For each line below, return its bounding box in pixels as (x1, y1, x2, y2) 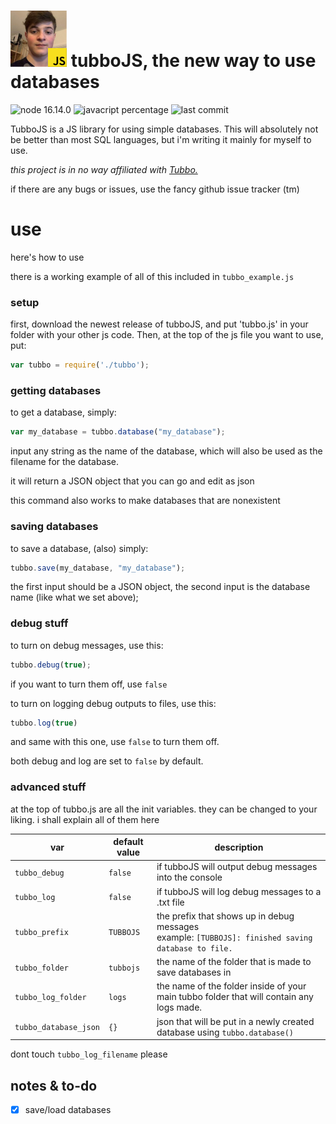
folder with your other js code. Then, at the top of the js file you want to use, (10, 329, 324, 341)
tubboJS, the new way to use (70, 50, 317, 72)
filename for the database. (10, 456, 120, 468)
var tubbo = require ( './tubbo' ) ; (10, 360, 150, 370)
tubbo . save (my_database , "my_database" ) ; (10, 563, 186, 573)
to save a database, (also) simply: (10, 542, 149, 554)
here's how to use (10, 251, 85, 263)
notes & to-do (10, 1077, 98, 1094)
